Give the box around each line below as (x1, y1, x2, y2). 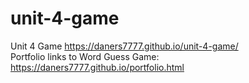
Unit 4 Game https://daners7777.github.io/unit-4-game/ (10, 40, 239, 52)
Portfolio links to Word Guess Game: (10, 50, 160, 62)
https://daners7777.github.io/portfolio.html (10, 61, 185, 73)
